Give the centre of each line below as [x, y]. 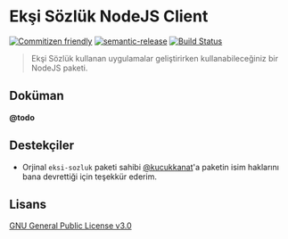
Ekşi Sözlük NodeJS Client [109, 16]
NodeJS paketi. [59, 68]
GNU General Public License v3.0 [70, 226]
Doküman [37, 96]
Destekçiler [41, 146]
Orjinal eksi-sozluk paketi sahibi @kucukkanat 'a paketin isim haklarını [150, 167]
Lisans [28, 204]
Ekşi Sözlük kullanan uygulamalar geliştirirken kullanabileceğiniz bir [155, 58]
